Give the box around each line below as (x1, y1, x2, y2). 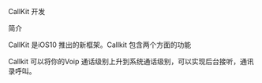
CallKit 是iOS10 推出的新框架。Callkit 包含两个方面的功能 (8, 40, 192, 49)
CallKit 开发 (8, 7, 46, 16)
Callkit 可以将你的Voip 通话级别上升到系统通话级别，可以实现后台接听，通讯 (8, 57, 254, 66)
